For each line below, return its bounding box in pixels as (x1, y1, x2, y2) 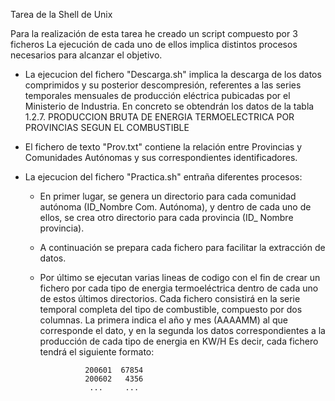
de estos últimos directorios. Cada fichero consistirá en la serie (39, 293, 301, 304)
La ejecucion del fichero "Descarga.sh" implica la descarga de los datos (24, 69, 322, 80)
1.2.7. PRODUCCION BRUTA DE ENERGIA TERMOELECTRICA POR (24, 111, 295, 123)
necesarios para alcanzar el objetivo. (10, 49, 163, 61)
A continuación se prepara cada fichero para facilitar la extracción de (39, 242, 326, 253)
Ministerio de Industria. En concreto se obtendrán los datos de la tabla (24, 100, 315, 112)
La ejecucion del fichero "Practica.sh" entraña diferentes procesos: (24, 171, 303, 183)
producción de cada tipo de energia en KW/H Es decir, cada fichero (39, 335, 319, 347)
